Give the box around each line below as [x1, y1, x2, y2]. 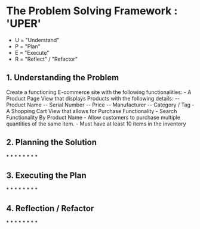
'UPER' [6, 17, 42, 30]
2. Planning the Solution [6, 137, 97, 148]
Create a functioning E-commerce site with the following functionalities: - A [6, 88, 192, 96]
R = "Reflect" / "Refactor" [14, 55, 78, 62]
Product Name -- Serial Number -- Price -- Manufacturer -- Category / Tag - [6, 101, 195, 108]
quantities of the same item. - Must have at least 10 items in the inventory [6, 120, 186, 127]
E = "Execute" [14, 49, 50, 56]
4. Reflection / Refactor [6, 203, 94, 214]
